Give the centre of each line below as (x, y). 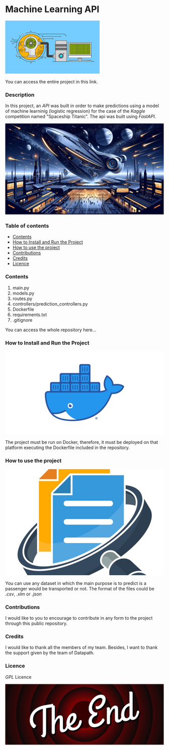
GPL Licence (18, 677)
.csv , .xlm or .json (23, 594)
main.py (21, 288)
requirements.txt (30, 315)
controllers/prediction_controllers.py (50, 304)
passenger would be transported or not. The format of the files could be (80, 588)
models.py (23, 293)
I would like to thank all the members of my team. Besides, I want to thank (81, 647)
